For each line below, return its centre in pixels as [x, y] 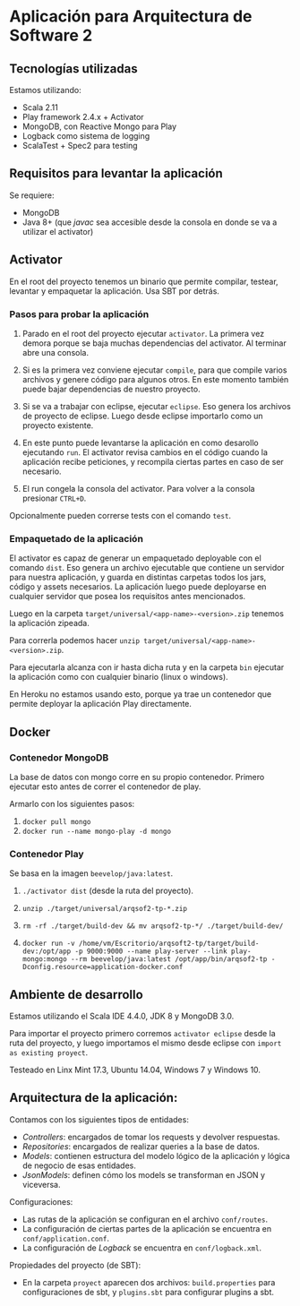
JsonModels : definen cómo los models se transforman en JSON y [144, 1174]
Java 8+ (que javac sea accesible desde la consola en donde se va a [150, 222]
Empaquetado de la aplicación [76, 538]
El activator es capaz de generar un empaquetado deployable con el [135, 558]
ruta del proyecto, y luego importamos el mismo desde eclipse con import [146, 1043]
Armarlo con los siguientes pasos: [72, 803]
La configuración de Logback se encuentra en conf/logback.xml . [142, 1248]
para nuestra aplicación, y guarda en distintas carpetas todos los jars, [138, 577]
